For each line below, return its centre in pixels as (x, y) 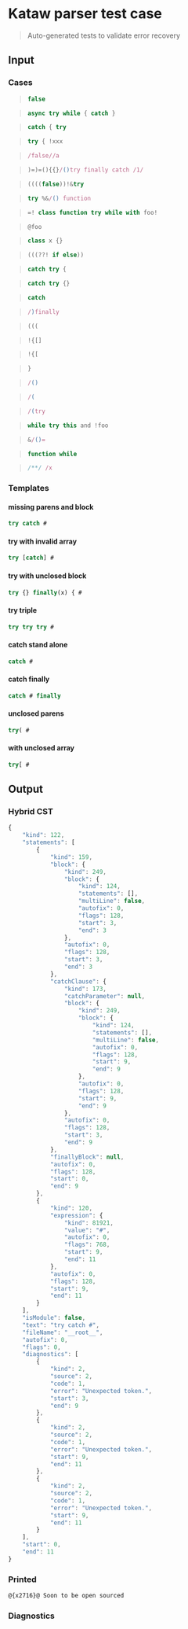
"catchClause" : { (78, 981)
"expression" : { (76, 1215)
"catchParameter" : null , (105, 996)
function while (52, 454)
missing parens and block (51, 507)
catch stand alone (38, 645)
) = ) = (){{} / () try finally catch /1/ (85, 170)
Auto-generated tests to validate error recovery (104, 35)
